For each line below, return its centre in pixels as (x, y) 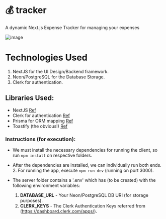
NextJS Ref (24, 110)
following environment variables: (46, 185)
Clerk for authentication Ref (41, 115)
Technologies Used (47, 58)
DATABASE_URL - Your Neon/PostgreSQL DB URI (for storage (84, 195)
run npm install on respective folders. (52, 155)
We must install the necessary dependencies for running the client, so (85, 150)
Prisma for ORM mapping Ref (43, 121)
